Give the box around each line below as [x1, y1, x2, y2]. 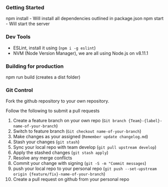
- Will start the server [6, 21, 50, 27]
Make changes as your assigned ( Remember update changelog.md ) [13, 134, 148, 140]
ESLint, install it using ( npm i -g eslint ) [13, 45, 96, 51]
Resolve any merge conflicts [13, 155, 73, 161]
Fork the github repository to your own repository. [6, 98, 109, 104]
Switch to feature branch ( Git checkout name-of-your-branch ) [13, 128, 142, 134]
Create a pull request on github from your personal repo [13, 176, 130, 182]
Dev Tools [6, 33, 31, 40]
